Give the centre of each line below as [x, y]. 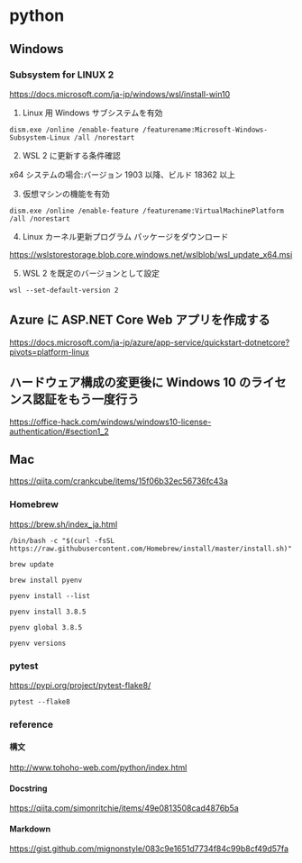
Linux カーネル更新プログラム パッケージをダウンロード [125, 236]
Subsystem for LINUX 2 [62, 75]
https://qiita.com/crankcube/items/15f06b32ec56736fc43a [119, 481]
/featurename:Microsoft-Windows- [206, 130]
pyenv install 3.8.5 [48, 612]
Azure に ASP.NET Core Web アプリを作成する [140, 320]
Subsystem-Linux [40, 137]
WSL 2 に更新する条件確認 [71, 155]
